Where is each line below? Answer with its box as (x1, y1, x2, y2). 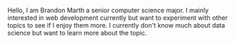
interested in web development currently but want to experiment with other (7, 13, 229, 22)
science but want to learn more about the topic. (7, 28, 148, 37)
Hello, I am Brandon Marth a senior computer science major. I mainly (7, 6, 209, 14)
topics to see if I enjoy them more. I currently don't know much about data (7, 21, 226, 29)
